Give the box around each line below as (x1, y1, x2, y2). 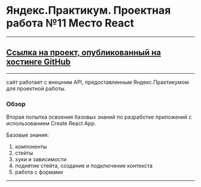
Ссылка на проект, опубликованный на (6, 47, 162, 58)
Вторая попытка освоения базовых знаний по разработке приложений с (6, 113, 193, 120)
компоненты (14, 143, 47, 150)
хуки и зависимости (14, 156, 67, 163)
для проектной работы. (6, 85, 66, 92)
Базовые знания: (6, 131, 49, 138)
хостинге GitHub (6, 57, 71, 67)
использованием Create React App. (6, 120, 96, 127)
